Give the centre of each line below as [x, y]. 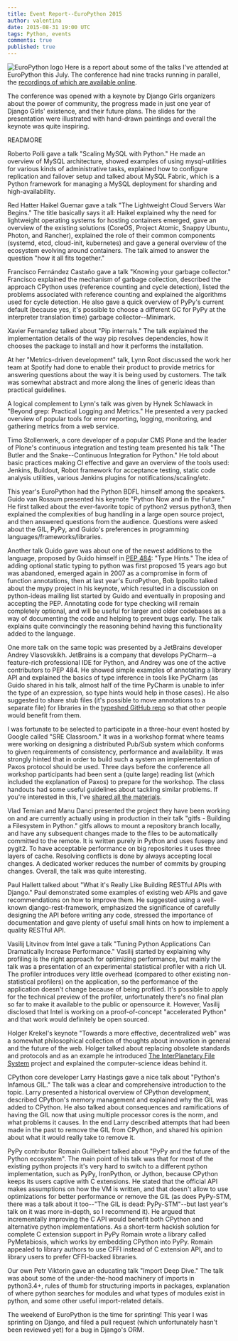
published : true [31, 47]
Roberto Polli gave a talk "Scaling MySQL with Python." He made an [106, 154]
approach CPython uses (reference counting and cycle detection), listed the [118, 287]
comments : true [30, 40]
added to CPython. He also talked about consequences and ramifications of [118, 1107]
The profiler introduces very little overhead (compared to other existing [111, 974]
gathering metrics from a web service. [63, 426]
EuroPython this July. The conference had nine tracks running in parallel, [114, 75]
